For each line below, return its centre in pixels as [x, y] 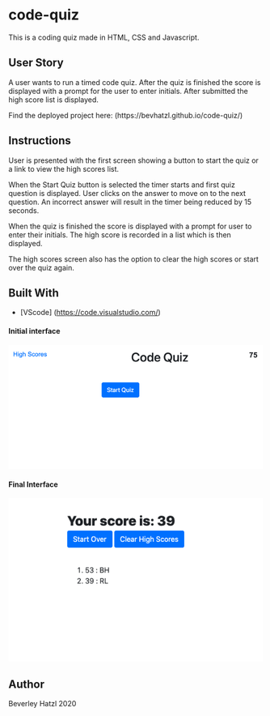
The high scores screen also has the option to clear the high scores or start [133, 259]
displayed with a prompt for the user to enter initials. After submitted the [128, 91]
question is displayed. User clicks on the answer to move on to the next [127, 193]
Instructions [40, 141]
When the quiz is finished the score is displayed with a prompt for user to [130, 226]
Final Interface [33, 484]
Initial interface [34, 330]
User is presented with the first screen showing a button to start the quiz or [133, 160]
